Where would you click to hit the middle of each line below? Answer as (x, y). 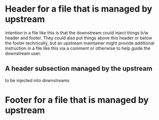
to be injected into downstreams (37, 80)
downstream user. (23, 53)
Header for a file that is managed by (79, 9)
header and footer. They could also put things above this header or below (79, 38)
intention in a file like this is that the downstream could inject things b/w (77, 33)
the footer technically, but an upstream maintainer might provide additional (80, 43)
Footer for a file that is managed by (77, 100)
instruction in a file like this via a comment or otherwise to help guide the (78, 48)
